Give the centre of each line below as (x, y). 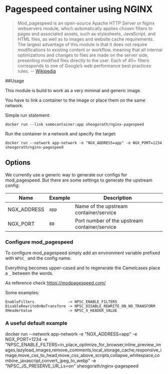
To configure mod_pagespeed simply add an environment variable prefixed (82, 253)
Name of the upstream (101, 206)
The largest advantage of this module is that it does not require (82, 44)
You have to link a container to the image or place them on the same (75, 100)
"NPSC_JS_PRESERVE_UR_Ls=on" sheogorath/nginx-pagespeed (72, 366)
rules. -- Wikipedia (36, 71)
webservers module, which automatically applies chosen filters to (85, 28)
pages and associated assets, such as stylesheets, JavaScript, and (86, 34)
